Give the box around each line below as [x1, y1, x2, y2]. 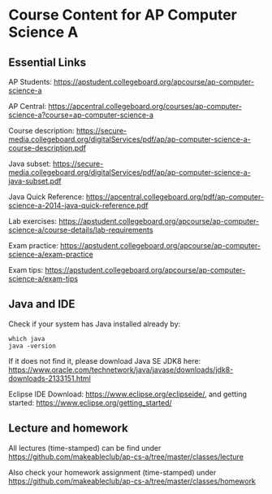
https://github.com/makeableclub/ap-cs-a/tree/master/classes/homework [8, 476, 256, 486]
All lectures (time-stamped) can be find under [8, 443, 162, 452]
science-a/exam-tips [8, 274, 79, 283]
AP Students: [8, 77, 53, 86]
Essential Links [8, 55, 87, 69]
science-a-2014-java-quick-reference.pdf [8, 201, 149, 210]
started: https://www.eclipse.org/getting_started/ [8, 397, 172, 408]
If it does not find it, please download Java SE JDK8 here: [8, 356, 201, 365]
